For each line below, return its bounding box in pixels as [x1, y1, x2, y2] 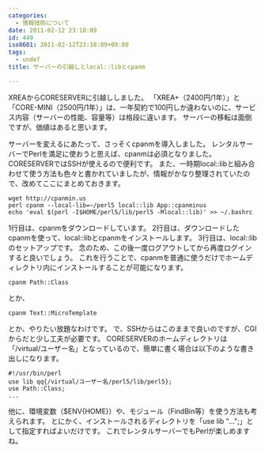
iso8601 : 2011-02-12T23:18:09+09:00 [8, 41, 129, 49]
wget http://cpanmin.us [8, 194, 87, 202]
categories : [8, 11, 47, 20]
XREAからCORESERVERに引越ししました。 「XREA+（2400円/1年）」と [8, 92, 240, 102]
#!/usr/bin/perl [8, 369, 62, 377]
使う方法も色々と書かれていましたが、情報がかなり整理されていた [28, 168, 244, 178]
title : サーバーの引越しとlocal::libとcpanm [8, 63, 146, 71]
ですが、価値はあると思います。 [8, 122, 112, 131]
